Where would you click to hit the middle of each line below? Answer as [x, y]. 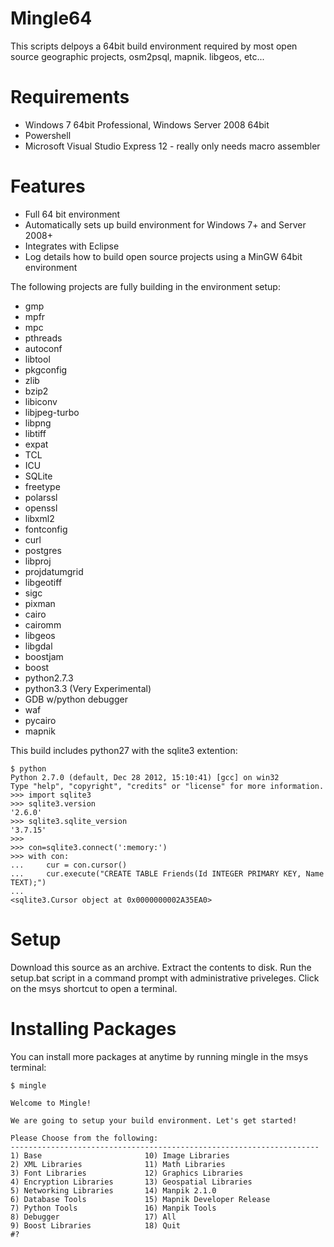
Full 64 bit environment [72, 214]
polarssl [41, 497]
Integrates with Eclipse [72, 246]
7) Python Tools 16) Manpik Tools [113, 1208]
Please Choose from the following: [84, 1138]
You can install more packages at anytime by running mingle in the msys [159, 1056]
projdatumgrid [54, 571]
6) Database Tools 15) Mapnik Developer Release [140, 1199]
